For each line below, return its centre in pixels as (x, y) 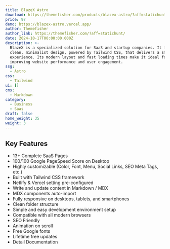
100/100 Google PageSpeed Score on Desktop (61, 161)
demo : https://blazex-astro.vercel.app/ (49, 24)
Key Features (27, 144)
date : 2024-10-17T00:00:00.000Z (39, 39)
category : (16, 99)
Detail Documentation (35, 242)
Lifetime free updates (35, 237)
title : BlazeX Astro (27, 10)
